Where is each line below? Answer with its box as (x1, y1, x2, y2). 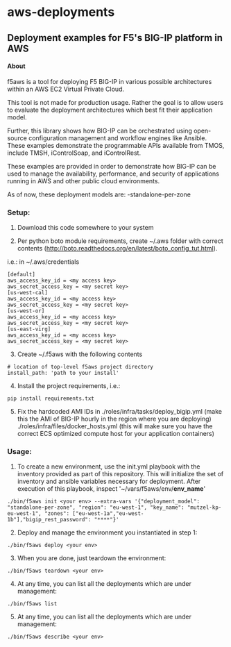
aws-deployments (7, 4, 115, 20)
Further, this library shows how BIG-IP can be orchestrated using (7, 126, 193, 135)
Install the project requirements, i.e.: (17, 382, 121, 390)
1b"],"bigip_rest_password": (7, 516, 92, 523)
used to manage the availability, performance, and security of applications (7, 169, 220, 178)
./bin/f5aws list (7, 600, 58, 607)
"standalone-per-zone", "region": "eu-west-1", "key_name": (7, 504, 185, 511)
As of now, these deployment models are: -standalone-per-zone (7, 190, 191, 199)
